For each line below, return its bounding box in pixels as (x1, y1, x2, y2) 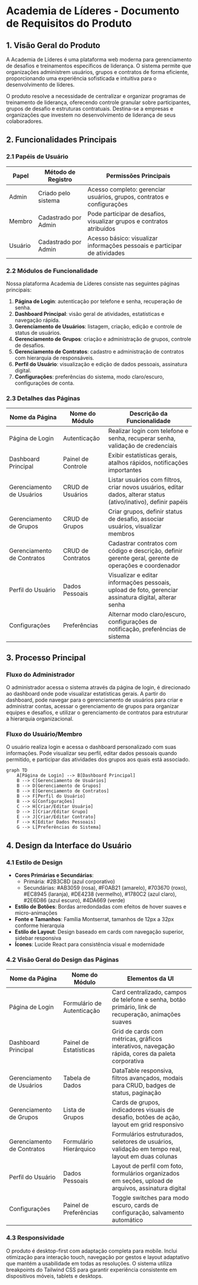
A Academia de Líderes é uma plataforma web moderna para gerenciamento (6, 56, 192, 63)
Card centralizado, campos (111, 988, 187, 996)
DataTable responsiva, (111, 1067, 174, 1075)
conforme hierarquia (14, 922, 65, 929)
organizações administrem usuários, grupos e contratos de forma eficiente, (6, 69, 190, 75)
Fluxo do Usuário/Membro (6, 729, 82, 738)
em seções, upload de (111, 1177, 173, 1185)
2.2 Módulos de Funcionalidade (6, 266, 98, 275)
